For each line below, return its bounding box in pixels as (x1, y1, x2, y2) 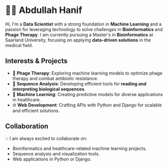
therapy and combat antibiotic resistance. (12, 75, 98, 81)
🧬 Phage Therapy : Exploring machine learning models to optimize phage (12, 70, 162, 76)
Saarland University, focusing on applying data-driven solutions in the (5, 37, 151, 43)
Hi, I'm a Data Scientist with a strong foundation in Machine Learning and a (5, 21, 161, 27)
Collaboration (5, 122, 48, 130)
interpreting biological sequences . (12, 86, 86, 92)
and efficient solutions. (12, 107, 60, 113)
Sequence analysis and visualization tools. (12, 150, 100, 156)
